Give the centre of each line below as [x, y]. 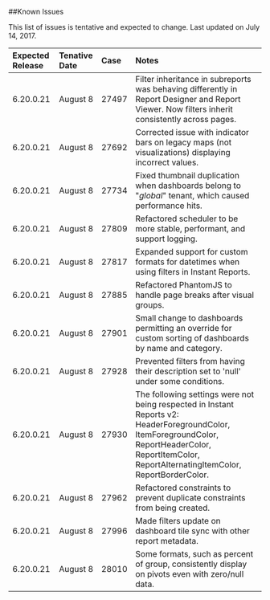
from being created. [173, 508]
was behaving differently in [186, 89]
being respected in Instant [185, 404]
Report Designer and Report [188, 99]
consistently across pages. [186, 119]
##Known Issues [36, 12]
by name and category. [179, 348]
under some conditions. [180, 381]
